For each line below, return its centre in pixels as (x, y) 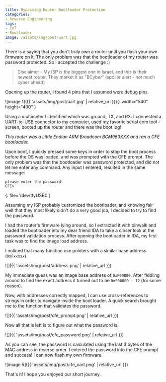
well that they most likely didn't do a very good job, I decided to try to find (81, 210)
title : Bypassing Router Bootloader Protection (55, 10)
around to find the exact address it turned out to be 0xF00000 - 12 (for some (83, 280)
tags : (11, 24)
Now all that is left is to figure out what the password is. (62, 325)
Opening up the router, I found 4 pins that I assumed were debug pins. (77, 92)
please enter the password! (34, 182)
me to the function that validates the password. (53, 306)
